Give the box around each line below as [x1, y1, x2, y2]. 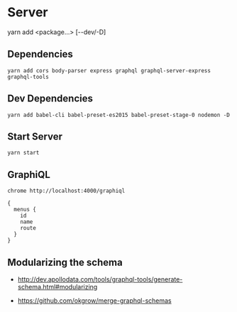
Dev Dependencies [7, 93, 94, 105]
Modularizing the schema [7, 256, 123, 268]
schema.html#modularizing [17, 283, 98, 291]
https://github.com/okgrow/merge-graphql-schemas [17, 296, 172, 305]
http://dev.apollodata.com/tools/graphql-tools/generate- [17, 275, 183, 284]
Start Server [7, 130, 62, 143]
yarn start [7, 150, 40, 157]
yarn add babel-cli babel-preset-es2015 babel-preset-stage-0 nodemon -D [7, 111, 231, 118]
